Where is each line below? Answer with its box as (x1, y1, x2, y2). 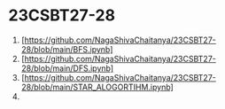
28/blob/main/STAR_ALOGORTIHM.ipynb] (20, 82, 174, 92)
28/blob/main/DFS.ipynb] (20, 63, 114, 74)
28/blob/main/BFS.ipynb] (20, 43, 113, 54)
